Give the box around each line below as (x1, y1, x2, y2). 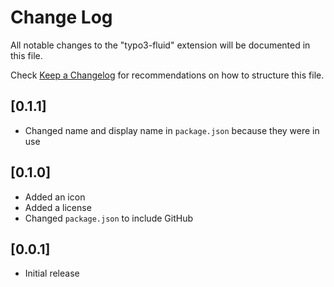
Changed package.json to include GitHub (24, 212, 193, 224)
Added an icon (24, 191, 86, 203)
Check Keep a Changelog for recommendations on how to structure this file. (10, 69, 325, 81)
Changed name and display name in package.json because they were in (24, 124, 320, 136)
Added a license (24, 201, 92, 213)
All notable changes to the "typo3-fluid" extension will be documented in (10, 39, 311, 51)
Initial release (24, 267, 80, 280)
